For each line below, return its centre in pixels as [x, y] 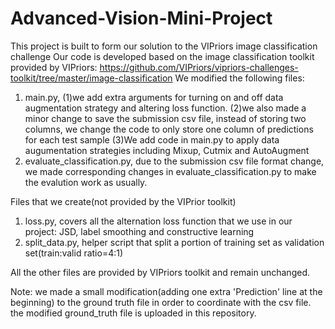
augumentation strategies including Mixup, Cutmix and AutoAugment [167, 150]
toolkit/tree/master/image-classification [91, 78]
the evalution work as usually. [86, 182]
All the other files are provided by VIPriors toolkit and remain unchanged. [160, 272]
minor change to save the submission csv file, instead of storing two [165, 118]
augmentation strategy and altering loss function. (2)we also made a [165, 108]
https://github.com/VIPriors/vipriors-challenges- [199, 67]
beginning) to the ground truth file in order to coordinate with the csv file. [161, 302]
